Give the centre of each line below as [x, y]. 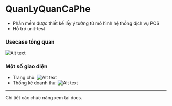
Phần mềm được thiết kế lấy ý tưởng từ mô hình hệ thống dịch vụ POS [86, 23]
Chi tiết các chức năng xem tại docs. [44, 97]
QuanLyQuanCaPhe [48, 9]
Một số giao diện [26, 66]
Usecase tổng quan [30, 41]
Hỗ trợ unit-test [29, 28]
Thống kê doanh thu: [35, 83]
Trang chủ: [24, 77]
